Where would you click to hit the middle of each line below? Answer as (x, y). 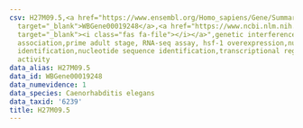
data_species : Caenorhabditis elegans (82, 93)
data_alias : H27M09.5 (50, 69)
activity (34, 59)
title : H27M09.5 (40, 110)
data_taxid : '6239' (46, 101)
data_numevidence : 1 (48, 85)
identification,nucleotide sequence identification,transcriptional (149, 51)
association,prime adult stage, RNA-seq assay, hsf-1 (120, 43)
